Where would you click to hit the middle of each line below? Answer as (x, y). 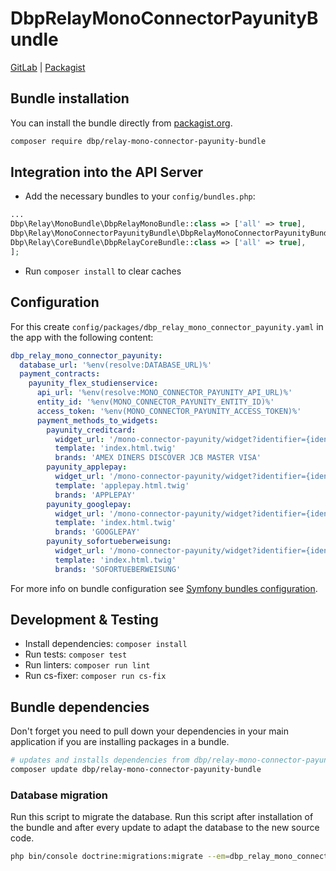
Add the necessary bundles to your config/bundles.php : (140, 196)
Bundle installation (70, 98)
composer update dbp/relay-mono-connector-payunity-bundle (136, 770)
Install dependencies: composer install (106, 644)
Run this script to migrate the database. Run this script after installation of (162, 817)
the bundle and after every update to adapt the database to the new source (165, 828)
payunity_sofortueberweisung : (109, 542)
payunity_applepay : (87, 467)
